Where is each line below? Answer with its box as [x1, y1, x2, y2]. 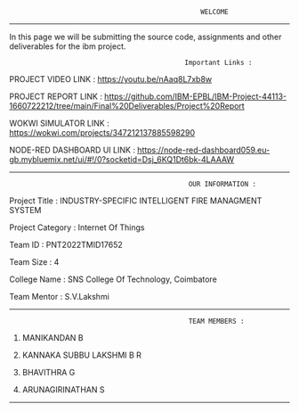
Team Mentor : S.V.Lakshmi [9, 292, 109, 301]
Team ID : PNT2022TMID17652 [9, 240, 123, 250]
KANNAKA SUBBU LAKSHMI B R [21, 350, 142, 360]
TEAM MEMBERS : [188, 317, 245, 325]
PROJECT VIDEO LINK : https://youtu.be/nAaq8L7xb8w [9, 74, 213, 84]
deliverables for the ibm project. [9, 41, 126, 52]
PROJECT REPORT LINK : [9, 91, 102, 102]
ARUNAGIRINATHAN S [21, 384, 105, 395]
